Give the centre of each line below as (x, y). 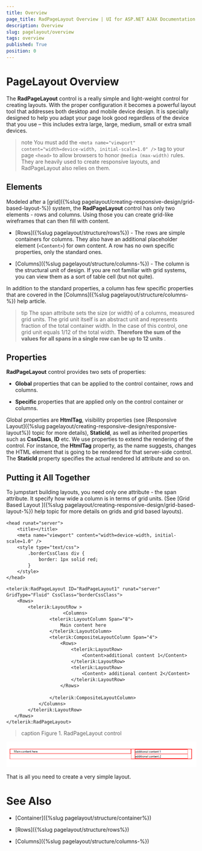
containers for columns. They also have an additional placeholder (96, 239)
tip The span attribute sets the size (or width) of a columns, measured (108, 313)
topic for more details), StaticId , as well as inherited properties (110, 433)
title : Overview (27, 13)
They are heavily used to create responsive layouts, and (90, 161)
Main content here (83, 625)
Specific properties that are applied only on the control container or (99, 402)
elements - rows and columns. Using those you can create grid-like (90, 214)
